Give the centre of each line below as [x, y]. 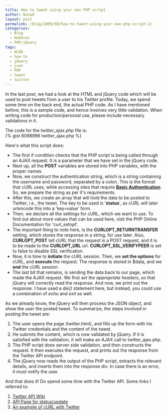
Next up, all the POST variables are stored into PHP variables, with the [84, 165]
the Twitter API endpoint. [38, 355]
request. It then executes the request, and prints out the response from [85, 350]
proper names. [27, 171]
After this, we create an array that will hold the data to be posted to [81, 197]
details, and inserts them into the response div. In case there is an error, [86, 366]
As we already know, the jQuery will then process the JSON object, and [79, 303]
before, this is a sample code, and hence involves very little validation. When [84, 110]
